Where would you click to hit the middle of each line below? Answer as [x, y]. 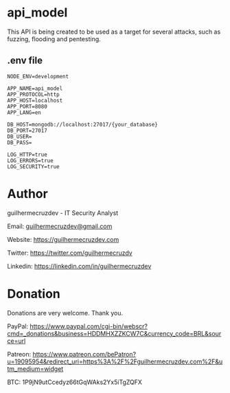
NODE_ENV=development [38, 76]
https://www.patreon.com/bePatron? [84, 354]
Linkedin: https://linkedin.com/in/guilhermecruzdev [79, 266]
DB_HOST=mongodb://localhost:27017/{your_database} [82, 124]
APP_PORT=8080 [27, 106]
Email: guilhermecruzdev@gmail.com [60, 226]
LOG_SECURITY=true [33, 166]
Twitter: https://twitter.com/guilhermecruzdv [70, 253]
